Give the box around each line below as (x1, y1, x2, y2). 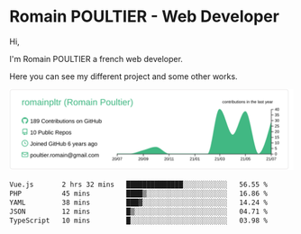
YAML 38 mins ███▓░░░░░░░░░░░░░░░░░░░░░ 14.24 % (9, 198, 269, 207)
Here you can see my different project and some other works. (9, 70, 238, 82)
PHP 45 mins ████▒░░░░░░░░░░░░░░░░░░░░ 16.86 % (9, 189, 269, 198)
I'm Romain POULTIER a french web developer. (9, 53, 183, 64)
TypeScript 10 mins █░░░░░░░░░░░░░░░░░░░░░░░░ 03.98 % (9, 216, 269, 225)
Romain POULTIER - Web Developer (9, 6, 279, 27)
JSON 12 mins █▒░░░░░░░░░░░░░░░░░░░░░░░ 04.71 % (9, 207, 269, 216)
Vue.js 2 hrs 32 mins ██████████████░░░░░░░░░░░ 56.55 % (9, 180, 269, 189)
